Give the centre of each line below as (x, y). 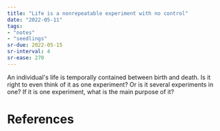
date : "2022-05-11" (35, 20)
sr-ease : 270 (26, 58)
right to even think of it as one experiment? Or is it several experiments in (110, 84)
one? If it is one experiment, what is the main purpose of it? (91, 91)
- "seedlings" (27, 39)
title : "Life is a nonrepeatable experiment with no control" (98, 13)
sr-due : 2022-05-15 (35, 45)
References (40, 119)
